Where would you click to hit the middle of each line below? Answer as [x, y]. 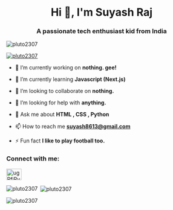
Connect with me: [33, 159]
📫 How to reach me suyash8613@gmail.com [73, 127]
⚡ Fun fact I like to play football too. [60, 141]
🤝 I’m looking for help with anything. [60, 103]
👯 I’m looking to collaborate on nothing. [64, 91]
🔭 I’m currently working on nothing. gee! [66, 68]
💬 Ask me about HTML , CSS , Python [62, 115]
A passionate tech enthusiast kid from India [102, 31]
